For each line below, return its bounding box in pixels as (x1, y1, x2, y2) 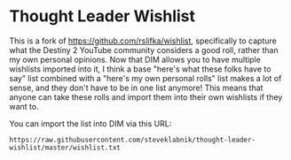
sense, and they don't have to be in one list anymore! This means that (9, 82, 263, 93)
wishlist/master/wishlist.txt (9, 143, 122, 152)
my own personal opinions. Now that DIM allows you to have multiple (9, 54, 262, 65)
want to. (9, 101, 39, 111)
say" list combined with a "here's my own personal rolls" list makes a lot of (9, 72, 282, 83)
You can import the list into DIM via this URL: (9, 118, 172, 129)
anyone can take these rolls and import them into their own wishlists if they (9, 91, 283, 103)
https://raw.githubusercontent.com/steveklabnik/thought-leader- (9, 135, 256, 144)
